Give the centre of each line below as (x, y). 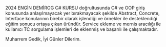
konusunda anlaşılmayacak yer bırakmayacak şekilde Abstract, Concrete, (82, 13)
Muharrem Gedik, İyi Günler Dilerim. (43, 39)
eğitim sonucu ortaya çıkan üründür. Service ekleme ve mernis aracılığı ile (83, 24)
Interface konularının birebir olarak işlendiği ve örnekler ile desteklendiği (81, 18)
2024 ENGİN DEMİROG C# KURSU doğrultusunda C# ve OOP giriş (75, 8)
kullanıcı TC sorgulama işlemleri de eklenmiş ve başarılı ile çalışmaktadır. (82, 29)
